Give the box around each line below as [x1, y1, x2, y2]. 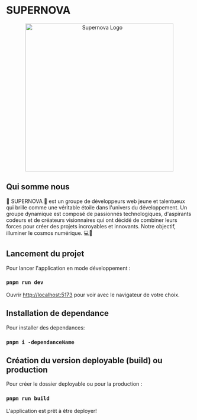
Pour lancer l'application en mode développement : [6, 264, 131, 272]
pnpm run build [6, 395, 50, 402]
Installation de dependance [6, 308, 109, 318]
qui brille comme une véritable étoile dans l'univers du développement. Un [6, 203, 188, 211]
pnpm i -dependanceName [6, 338, 75, 345]
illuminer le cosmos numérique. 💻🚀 [6, 229, 93, 237]
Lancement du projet [6, 249, 85, 259]
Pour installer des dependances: [6, 324, 85, 331]
